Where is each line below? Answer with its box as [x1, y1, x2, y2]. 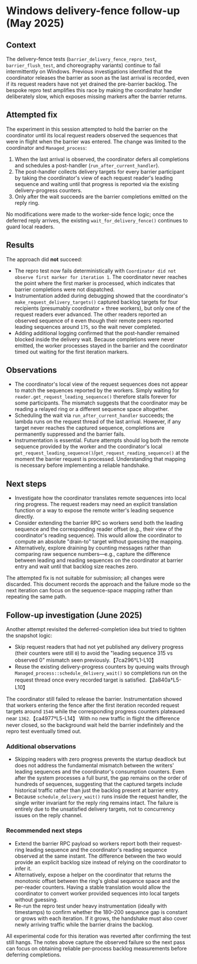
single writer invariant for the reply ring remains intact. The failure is [14, 800, 179, 807]
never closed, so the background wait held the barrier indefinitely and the [6, 722, 184, 729]
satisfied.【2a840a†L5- [124, 676, 182, 683]
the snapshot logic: [6, 632, 53, 639]
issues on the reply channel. [14, 812, 83, 819]
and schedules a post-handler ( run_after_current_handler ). [14, 161, 159, 168]
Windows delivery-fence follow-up [6, 4, 180, 18]
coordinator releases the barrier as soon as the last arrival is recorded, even [6, 75, 189, 81]
